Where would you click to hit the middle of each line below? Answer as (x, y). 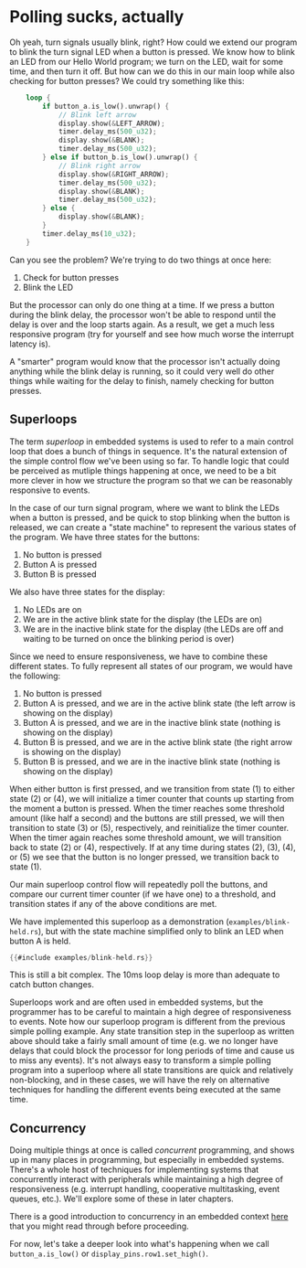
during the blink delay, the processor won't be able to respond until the (143, 314)
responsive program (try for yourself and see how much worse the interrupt (152, 334)
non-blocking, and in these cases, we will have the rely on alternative (140, 1080)
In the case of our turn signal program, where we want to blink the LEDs (145, 507)
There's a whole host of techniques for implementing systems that (134, 1170)
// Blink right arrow (100, 165)
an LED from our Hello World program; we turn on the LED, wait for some (146, 61)
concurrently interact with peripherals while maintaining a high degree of (146, 1179)
